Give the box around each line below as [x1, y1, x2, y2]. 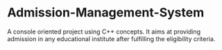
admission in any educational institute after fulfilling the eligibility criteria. [7, 34, 216, 42]
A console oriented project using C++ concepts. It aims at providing [7, 27, 201, 36]
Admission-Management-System [7, 5, 205, 21]
